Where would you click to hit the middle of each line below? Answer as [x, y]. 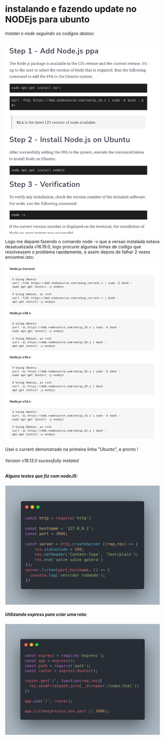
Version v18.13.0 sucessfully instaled [42, 461]
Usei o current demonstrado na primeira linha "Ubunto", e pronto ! [72, 449]
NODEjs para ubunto [47, 19]
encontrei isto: [20, 257]
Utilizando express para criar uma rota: [46, 614]
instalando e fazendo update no [71, 9]
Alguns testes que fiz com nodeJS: [41, 476]
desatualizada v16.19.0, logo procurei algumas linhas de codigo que [73, 247]
